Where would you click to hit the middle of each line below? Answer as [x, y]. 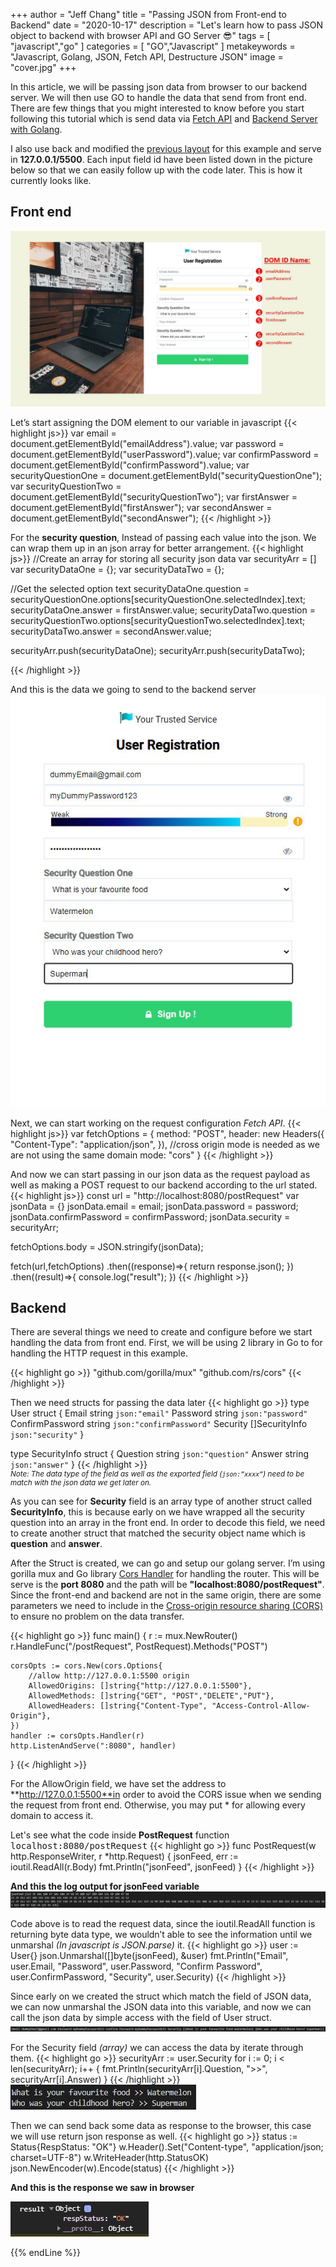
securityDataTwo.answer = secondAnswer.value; [111, 631]
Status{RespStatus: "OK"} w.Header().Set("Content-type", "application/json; [167, 2147]
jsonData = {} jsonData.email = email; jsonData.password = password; [154, 1206]
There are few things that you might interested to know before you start [157, 108]
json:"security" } [47, 1435]
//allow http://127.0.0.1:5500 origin [109, 1676]
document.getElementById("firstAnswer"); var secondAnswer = [141, 508]
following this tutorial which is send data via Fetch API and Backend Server [164, 118]
